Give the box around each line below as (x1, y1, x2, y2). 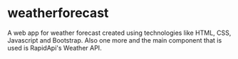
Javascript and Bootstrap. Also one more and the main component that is (7, 36, 222, 44)
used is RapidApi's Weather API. (7, 43, 102, 52)
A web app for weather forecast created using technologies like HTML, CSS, (7, 28, 232, 37)
